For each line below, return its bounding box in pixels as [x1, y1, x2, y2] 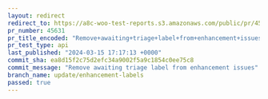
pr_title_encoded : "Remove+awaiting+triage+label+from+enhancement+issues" [7, 34, 266, 42]
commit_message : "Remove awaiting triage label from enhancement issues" [7, 64, 259, 72]
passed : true [7, 78, 51, 86]
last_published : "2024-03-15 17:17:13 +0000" [7, 49, 162, 57]
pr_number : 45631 [7, 26, 66, 34]
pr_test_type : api [7, 42, 69, 49]
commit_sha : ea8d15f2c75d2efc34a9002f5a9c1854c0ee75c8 [7, 57, 194, 65]
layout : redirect [7, 11, 66, 20]
